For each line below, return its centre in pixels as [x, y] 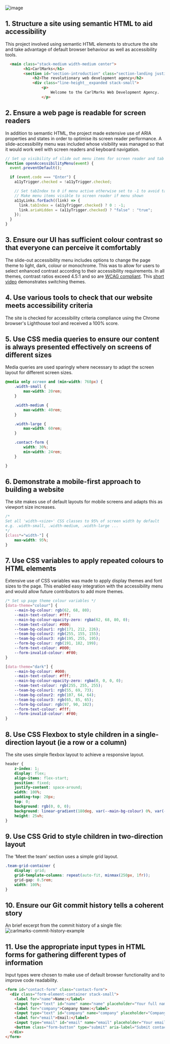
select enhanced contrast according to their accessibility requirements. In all [85, 271]
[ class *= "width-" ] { [27, 535]
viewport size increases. [31, 507]
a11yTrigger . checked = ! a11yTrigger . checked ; [63, 182]
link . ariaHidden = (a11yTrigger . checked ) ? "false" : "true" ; [86, 210]
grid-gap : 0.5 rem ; [34, 880]
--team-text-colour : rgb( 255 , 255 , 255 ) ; [58, 686]
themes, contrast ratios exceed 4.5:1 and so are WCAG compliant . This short [85, 276]
